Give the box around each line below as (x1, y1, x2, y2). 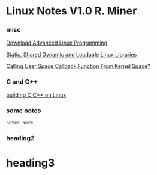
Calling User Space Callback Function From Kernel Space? (6, 63, 151, 70)
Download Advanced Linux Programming (6, 39, 108, 46)
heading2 (6, 134, 35, 142)
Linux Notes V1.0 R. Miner (6, 4, 137, 18)
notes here (6, 120, 34, 126)
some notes (6, 106, 41, 115)
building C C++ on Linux (6, 91, 67, 99)
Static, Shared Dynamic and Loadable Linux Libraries (6, 51, 137, 58)
